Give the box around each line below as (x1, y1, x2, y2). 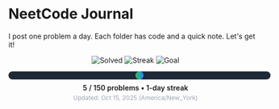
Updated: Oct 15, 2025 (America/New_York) (73, 93, 198, 102)
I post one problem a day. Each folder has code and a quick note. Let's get (8, 31, 256, 41)
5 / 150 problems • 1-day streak (82, 83, 189, 92)
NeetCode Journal (8, 5, 134, 23)
